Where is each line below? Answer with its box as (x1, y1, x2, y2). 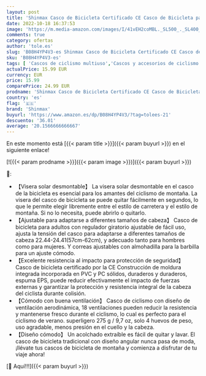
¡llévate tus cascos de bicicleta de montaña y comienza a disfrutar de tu (15, 344, 197, 351)
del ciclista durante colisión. (15, 290, 86, 297)
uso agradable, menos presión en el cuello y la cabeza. (15, 323, 155, 331)
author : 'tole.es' (6, 44, 53, 50)
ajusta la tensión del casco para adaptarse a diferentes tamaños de (15, 230, 185, 237)
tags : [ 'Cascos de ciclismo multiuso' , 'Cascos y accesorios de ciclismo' (6, 60, 202, 66)
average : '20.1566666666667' (6, 123, 81, 129)
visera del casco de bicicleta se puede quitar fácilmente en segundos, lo (15, 196, 199, 204)
